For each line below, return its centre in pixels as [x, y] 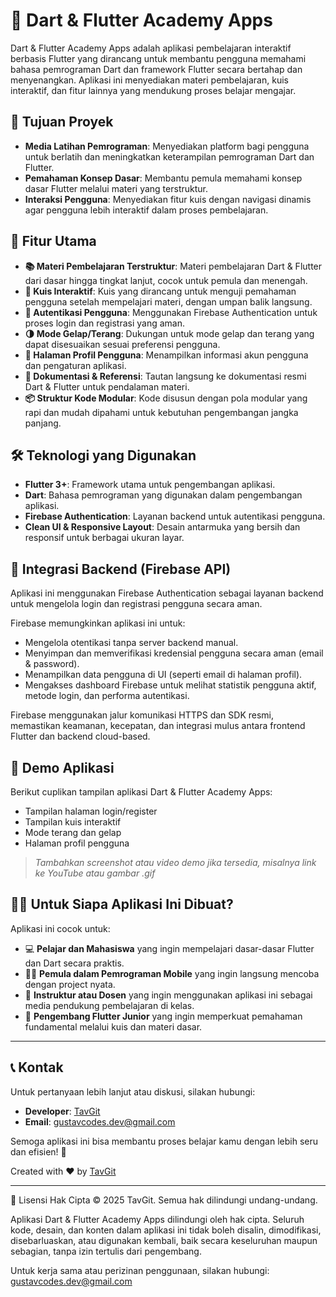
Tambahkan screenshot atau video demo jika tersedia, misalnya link [175, 862]
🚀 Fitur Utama [53, 241]
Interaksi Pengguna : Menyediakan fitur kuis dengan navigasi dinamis [168, 199]
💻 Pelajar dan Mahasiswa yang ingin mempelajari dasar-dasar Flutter [169, 948]
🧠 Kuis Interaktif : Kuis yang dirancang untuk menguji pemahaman [160, 291]
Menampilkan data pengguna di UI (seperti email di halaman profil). [163, 675]
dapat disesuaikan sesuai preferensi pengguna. [122, 344]
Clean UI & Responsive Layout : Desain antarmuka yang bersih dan [162, 527]
